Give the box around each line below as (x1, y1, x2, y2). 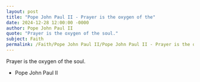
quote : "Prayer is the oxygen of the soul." (6, 31, 118, 37)
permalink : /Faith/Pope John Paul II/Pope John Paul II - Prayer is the (6, 42, 190, 48)
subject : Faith (6, 36, 44, 42)
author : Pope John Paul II (6, 25, 73, 31)
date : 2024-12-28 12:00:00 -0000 (6, 19, 89, 25)
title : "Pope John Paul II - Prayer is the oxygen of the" (6, 14, 156, 20)
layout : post (6, 8, 39, 15)
